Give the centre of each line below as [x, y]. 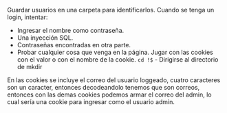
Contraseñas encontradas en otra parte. [74, 45]
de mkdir [30, 67]
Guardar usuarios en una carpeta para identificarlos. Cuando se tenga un [111, 10]
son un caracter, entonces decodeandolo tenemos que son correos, [104, 87]
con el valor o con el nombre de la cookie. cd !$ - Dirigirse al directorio [118, 60]
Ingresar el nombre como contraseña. [71, 30]
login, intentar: [28, 17]
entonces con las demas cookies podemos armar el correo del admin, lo [109, 95]
